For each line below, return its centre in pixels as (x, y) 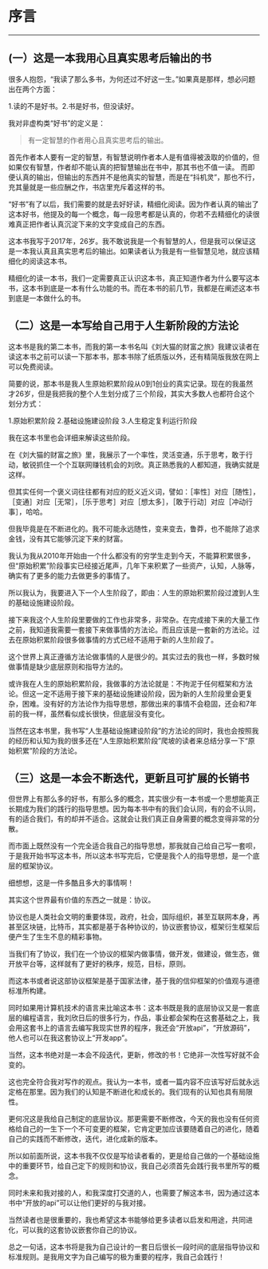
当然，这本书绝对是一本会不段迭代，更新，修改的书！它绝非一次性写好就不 (130, 1055)
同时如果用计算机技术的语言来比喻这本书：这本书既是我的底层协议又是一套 (130, 1008)
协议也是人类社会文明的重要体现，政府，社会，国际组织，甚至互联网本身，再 (134, 917)
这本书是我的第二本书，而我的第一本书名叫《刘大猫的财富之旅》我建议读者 (130, 346)
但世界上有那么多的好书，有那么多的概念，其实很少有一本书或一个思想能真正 (134, 799)
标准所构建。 (29, 991)
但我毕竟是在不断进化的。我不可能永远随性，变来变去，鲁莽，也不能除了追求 (134, 528)
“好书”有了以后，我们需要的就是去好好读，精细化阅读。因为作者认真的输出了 (134, 204)
